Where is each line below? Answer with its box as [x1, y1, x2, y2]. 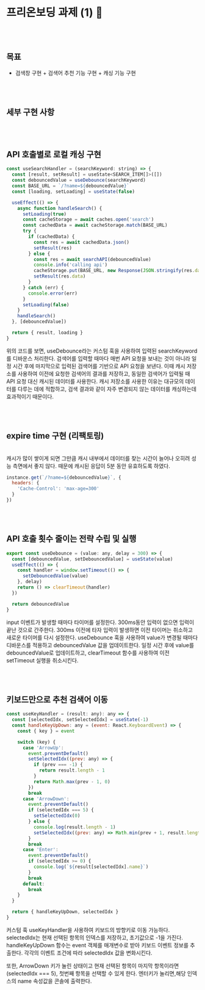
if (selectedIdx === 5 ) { [28, 807, 95, 813]
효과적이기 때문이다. [6, 393, 54, 400]
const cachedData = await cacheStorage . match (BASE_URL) [22, 222, 168, 229]
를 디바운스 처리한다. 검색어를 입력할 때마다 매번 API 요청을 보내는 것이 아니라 [6, 354, 190, 362]
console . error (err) [28, 290, 78, 296]
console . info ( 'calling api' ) [33, 262, 108, 268]
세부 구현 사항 [6, 107, 55, 118]
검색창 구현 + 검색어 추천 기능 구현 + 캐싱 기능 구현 [15, 69, 136, 76]
